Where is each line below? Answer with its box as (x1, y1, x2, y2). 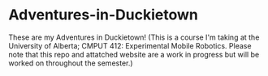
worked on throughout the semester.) (8, 58, 133, 68)
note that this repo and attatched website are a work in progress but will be (8, 49, 260, 59)
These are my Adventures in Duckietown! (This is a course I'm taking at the (8, 32, 260, 42)
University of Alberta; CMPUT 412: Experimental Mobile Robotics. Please (8, 40, 252, 50)
